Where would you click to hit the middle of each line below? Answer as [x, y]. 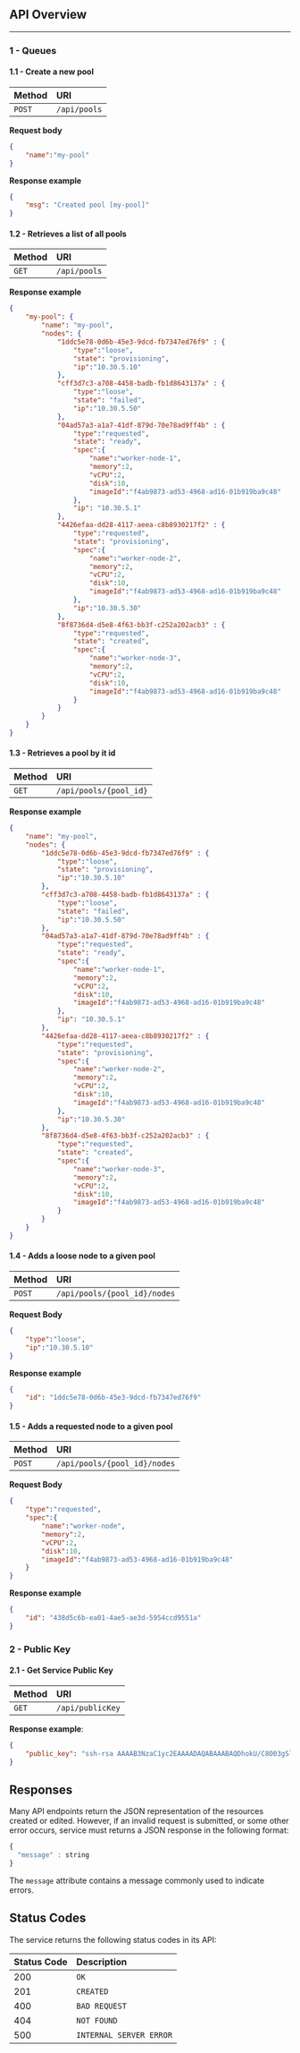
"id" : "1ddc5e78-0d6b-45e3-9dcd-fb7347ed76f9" [113, 1398]
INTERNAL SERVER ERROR [124, 2035]
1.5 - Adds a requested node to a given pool [91, 1426]
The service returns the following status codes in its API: [113, 1939]
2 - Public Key [40, 1648]
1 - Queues [33, 50]
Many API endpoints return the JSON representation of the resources [137, 1811]
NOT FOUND [97, 2020]
